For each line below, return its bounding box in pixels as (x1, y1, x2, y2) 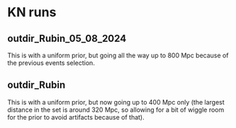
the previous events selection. (7, 59, 96, 67)
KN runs (7, 4, 57, 21)
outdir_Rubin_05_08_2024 (7, 33, 127, 45)
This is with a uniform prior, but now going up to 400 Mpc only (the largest (7, 98, 225, 106)
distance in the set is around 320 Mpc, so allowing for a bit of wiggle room (7, 105, 225, 114)
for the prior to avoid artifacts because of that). (7, 112, 145, 121)
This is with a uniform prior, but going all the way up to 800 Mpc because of (7, 51, 229, 59)
